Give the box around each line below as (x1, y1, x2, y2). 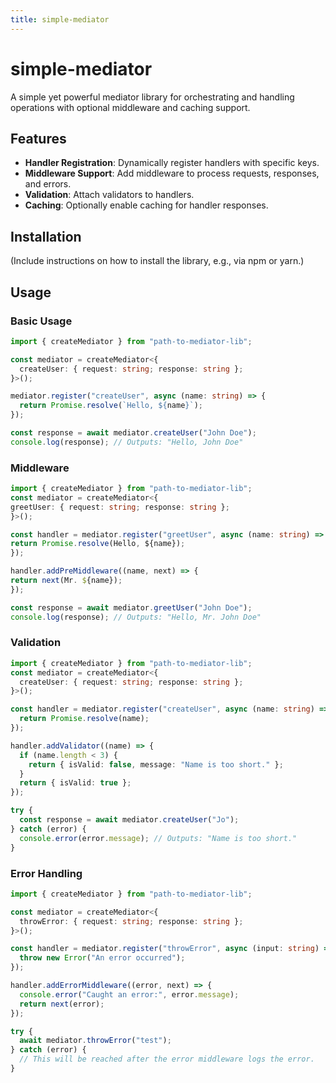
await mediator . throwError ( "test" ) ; (19, 1036, 172, 1046)
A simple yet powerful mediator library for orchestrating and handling (10, 91, 295, 103)
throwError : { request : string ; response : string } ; (19, 916, 244, 926)
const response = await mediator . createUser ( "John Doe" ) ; (10, 428, 257, 438)
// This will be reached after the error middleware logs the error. (19, 1054, 315, 1065)
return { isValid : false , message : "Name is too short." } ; (28, 759, 284, 770)
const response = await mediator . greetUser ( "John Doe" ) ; (10, 602, 253, 613)
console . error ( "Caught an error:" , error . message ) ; (19, 989, 240, 1000)
